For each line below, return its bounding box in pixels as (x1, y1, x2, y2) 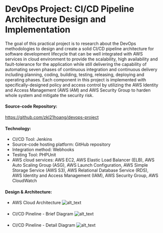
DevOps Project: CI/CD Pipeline (5, 3, 135, 15)
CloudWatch (12, 178, 37, 184)
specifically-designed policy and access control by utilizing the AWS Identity (5, 82, 159, 88)
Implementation (5, 24, 71, 35)
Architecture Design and (5, 14, 106, 25)
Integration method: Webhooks (12, 147, 74, 153)
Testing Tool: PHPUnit (12, 152, 56, 158)
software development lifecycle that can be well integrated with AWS (5, 51, 143, 57)
